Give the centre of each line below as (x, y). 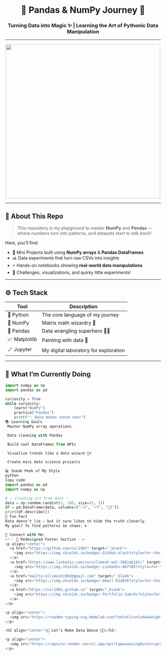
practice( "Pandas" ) (34, 413)
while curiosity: (23, 404)
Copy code (15, 480)
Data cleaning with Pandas (35, 435)
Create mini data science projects (44, 462)
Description (83, 307)
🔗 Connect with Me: (25, 535)
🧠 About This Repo (34, 216)
